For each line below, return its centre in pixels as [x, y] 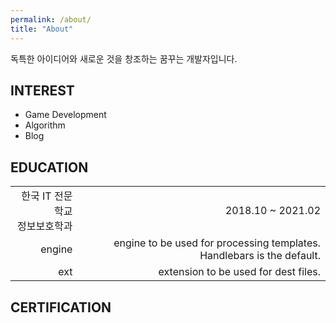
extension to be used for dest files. [239, 272]
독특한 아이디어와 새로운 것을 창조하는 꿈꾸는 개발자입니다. [124, 58]
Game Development [65, 115]
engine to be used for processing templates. [217, 243]
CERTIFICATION [61, 307]
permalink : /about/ [51, 19]
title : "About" [42, 29]
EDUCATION [49, 167]
